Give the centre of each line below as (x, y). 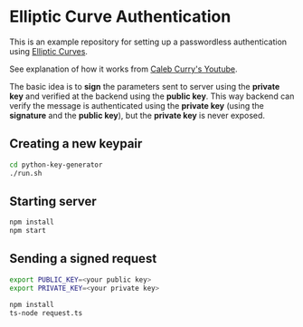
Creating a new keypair (76, 144)
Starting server (53, 201)
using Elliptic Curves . (49, 51)
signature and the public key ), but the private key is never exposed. (137, 115)
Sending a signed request (83, 259)
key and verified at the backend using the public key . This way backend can (152, 96)
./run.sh (26, 173)
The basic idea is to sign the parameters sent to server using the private (145, 86)
